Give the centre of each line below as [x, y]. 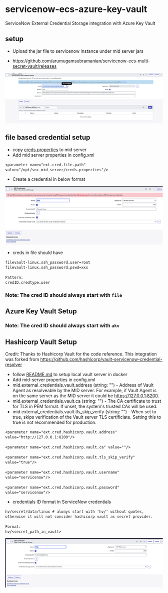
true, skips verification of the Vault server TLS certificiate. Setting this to [87, 417]
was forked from [22, 360]
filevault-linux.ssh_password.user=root [48, 263]
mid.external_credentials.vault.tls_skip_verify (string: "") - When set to [84, 412]
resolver [14, 365]
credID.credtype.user [28, 283]
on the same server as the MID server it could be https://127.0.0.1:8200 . [86, 396]
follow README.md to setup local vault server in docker [70, 375]
